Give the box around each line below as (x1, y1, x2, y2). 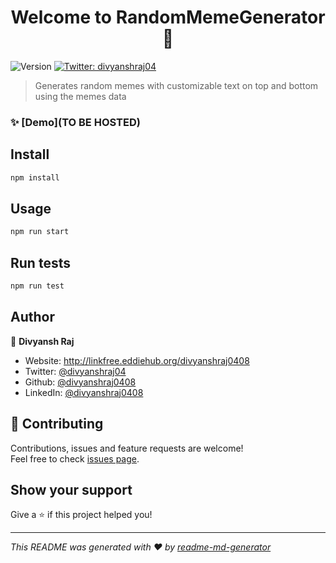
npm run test (10, 281, 65, 291)
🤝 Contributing (10, 416, 104, 433)
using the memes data (34, 90, 127, 102)
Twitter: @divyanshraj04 (24, 365, 127, 377)
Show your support (10, 481, 133, 498)
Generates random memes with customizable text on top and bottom (34, 79, 319, 91)
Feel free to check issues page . (10, 452, 140, 465)
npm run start (10, 227, 70, 237)
